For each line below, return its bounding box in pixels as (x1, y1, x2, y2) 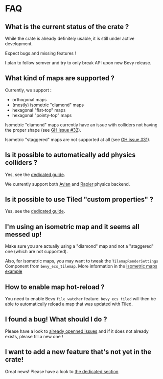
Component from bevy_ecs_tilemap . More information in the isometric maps (5, 263, 158, 269)
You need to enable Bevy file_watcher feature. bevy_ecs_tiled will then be (5, 296, 156, 302)
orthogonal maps (12, 96, 47, 102)
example (5, 268, 23, 274)
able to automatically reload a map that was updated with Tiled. (5, 301, 133, 307)
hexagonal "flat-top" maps (12, 107, 66, 113)
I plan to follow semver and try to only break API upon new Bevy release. (5, 60, 152, 65)
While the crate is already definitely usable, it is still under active (5, 35, 135, 41)
